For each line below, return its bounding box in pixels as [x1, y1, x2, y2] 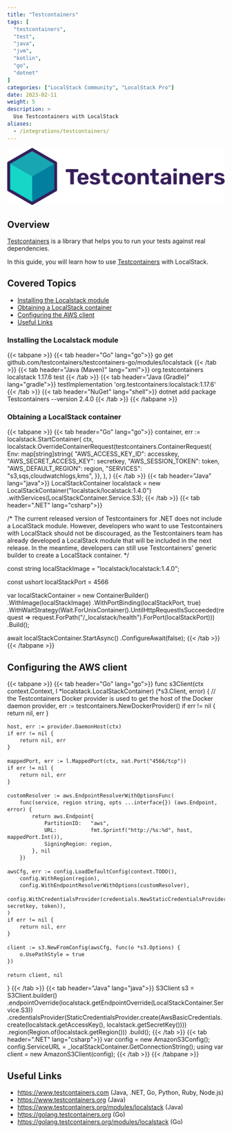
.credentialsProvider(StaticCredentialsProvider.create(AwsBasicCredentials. [7, 1014, 222, 1022]
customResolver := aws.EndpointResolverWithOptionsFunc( [7, 793, 175, 800]
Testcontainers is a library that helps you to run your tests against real [7, 237, 206, 245]
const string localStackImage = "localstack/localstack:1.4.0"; [7, 565, 180, 573]
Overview [7, 218, 50, 231]
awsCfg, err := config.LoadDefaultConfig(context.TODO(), [7, 869, 177, 875]
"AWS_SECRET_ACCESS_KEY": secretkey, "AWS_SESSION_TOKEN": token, [7, 457, 220, 465]
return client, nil [7, 972, 64, 979]
